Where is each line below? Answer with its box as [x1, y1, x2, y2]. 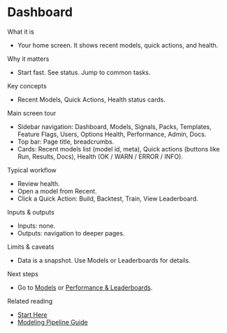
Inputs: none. [17, 222, 56, 230]
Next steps [7, 269, 38, 278]
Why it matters [7, 54, 50, 63]
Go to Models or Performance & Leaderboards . [17, 283, 153, 292]
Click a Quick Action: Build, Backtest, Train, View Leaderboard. [17, 194, 198, 203]
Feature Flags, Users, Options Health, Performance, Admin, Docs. [17, 130, 207, 138]
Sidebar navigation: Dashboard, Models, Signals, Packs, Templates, [17, 122, 212, 130]
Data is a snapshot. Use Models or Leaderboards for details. [17, 256, 191, 264]
